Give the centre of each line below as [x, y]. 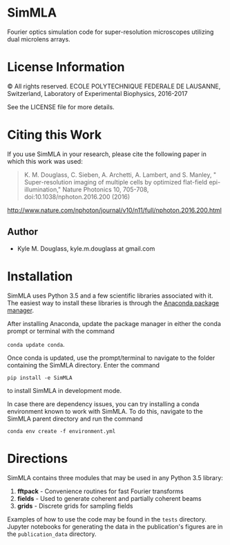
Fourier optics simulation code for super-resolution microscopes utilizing [111, 32]
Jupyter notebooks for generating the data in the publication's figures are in [115, 526]
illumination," [42, 189]
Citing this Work [55, 135]
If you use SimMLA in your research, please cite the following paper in [107, 154]
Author [22, 232]
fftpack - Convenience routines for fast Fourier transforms [100, 491]
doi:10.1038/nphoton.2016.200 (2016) [77, 197]
